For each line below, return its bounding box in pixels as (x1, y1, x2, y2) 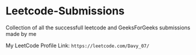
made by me (5, 30, 37, 37)
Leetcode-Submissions (5, 4, 125, 18)
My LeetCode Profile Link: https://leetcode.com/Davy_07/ (5, 42, 150, 49)
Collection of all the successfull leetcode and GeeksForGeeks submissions (5, 24, 191, 31)
